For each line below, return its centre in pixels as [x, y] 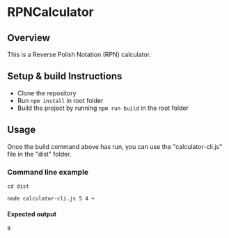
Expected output [32, 214]
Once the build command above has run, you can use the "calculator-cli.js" [115, 146]
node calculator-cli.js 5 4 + [51, 198]
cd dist [18, 186]
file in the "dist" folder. [39, 154]
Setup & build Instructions [65, 76]
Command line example [48, 172]
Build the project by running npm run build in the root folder [103, 108]
